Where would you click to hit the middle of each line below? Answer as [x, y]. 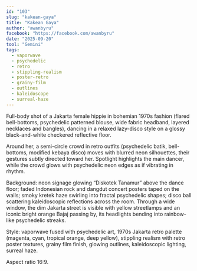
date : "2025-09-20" [30, 39]
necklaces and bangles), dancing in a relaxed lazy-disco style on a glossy [96, 128]
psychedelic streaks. [41, 220]
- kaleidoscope [30, 94]
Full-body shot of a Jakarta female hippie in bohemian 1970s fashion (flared [98, 116]
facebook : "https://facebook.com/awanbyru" [60, 34]
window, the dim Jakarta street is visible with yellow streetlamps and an [93, 207]
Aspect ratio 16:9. [27, 262]
